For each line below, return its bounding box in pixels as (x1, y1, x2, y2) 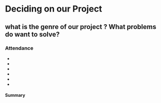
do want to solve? (5, 30, 60, 38)
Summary (5, 92, 25, 98)
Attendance (5, 44, 34, 51)
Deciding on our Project (5, 3, 102, 15)
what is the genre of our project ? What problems (5, 23, 157, 31)
